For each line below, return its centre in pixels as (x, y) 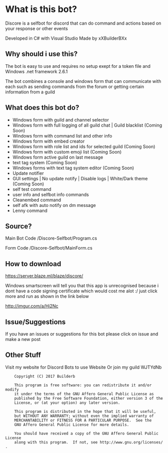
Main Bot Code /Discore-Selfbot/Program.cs (51, 238)
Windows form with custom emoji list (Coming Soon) (67, 152)
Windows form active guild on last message (58, 157)
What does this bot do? (42, 108)
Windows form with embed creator (49, 141)
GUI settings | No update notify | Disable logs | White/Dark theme (80, 178)
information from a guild (30, 92)
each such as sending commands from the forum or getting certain (75, 86)
